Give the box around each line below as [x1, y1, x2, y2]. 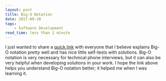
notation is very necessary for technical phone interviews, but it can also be [5, 55, 161, 60]
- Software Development [14, 26, 64, 31]
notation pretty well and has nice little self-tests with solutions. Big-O [9, 49, 152, 55]
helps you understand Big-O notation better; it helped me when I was [5, 65, 147, 71]
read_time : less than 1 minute [5, 30, 70, 35]
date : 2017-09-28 [5, 16, 41, 21]
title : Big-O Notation [5, 12, 52, 17]
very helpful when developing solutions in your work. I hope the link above [5, 60, 158, 66]
